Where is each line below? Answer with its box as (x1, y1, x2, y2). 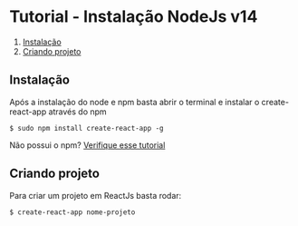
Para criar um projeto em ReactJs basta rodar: (9, 190, 182, 201)
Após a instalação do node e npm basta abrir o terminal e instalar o (9, 96, 260, 107)
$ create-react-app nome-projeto (9, 207, 136, 217)
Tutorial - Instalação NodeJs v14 (9, 6, 258, 27)
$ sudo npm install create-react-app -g (9, 123, 165, 133)
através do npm (48, 106, 107, 117)
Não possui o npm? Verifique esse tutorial (9, 139, 166, 151)
